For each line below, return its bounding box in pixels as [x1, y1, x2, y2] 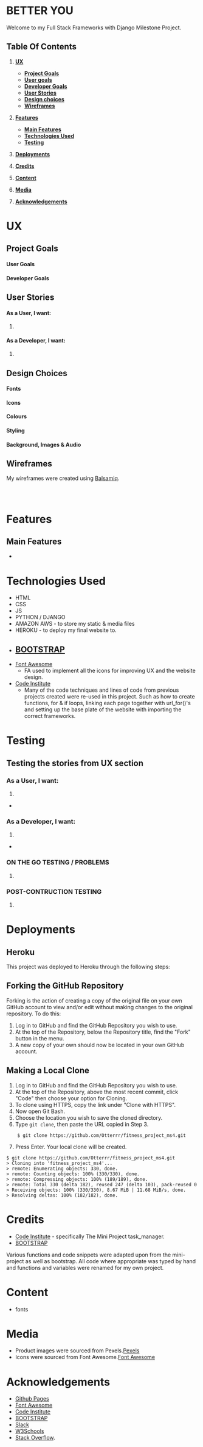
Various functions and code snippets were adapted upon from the [6, 1251, 171, 1258]
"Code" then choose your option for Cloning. [15, 1094, 128, 1102]
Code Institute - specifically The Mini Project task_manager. [15, 1233, 165, 1240]
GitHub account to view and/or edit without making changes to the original [6, 1003, 193, 1010]
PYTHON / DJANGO [15, 614, 66, 621]
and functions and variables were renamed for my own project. [6, 1264, 164, 1271]
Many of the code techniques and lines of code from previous [24, 686, 179, 694]
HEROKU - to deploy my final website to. [15, 626, 117, 634]
